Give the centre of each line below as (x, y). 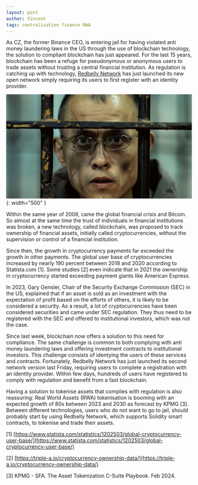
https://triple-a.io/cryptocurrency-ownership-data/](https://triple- (96, 458)
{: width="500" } (26, 203)
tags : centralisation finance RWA (49, 25)
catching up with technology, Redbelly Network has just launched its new (95, 74)
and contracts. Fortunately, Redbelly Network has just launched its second (96, 361)
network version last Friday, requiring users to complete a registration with (96, 367)
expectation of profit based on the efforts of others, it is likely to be (88, 299)
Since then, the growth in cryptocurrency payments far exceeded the (90, 250)
